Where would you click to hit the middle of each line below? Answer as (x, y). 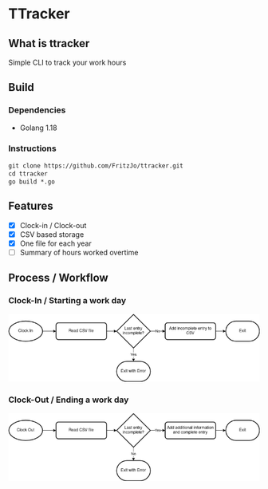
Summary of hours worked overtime (79, 252)
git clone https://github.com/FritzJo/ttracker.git (96, 166)
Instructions (33, 148)
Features (31, 206)
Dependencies (37, 110)
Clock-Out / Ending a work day (69, 400)
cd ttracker (28, 174)
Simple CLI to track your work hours (67, 62)
